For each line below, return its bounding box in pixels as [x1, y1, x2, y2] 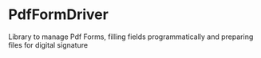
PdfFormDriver [8, 6, 109, 24]
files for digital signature [8, 40, 89, 49]
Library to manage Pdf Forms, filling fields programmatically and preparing [8, 32, 254, 41]
